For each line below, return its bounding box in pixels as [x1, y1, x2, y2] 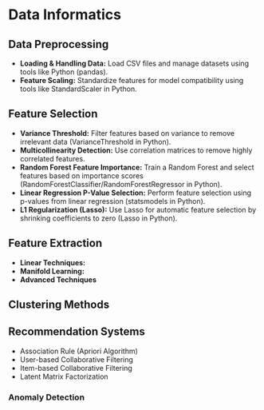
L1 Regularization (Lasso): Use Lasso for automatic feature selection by [19, 205, 257, 214]
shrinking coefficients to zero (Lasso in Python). [19, 213, 178, 223]
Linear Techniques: [19, 257, 86, 267]
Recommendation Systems [8, 325, 146, 339]
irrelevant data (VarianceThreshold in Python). [19, 137, 171, 146]
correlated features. [19, 153, 85, 163]
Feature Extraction [8, 237, 102, 250]
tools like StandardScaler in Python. [19, 84, 137, 94]
